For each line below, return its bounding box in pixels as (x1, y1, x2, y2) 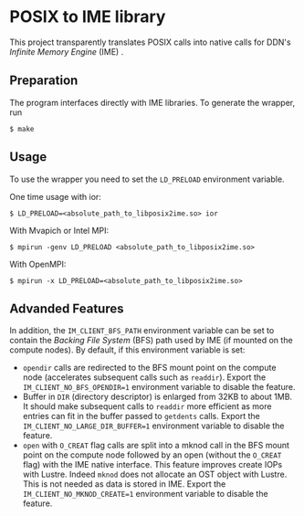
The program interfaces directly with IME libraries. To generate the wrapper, (9, 97, 296, 108)
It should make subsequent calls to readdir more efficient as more (22, 401, 272, 412)
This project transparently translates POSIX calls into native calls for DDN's (9, 37, 291, 47)
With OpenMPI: (9, 258, 67, 269)
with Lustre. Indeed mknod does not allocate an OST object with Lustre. (22, 469, 288, 480)
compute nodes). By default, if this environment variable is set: (9, 344, 246, 355)
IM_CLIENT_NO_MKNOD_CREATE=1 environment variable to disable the (22, 489, 268, 500)
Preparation (9, 73, 79, 89)
